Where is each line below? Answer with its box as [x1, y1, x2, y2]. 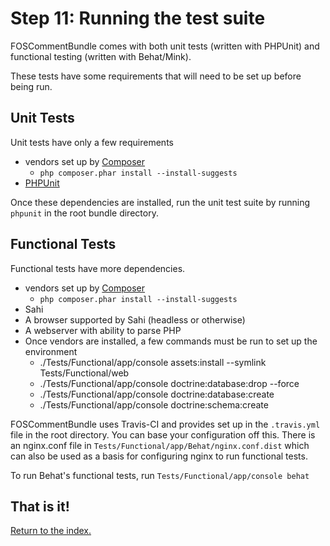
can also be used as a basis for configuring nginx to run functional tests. [10, 450, 308, 462]
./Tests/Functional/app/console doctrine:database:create [39, 388, 275, 400]
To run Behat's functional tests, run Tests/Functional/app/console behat [10, 469, 310, 481]
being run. [10, 80, 53, 92]
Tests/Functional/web [39, 367, 130, 379]
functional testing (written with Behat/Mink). [10, 50, 192, 62]
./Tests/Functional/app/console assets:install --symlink [39, 356, 267, 368]
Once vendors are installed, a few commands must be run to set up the [24, 335, 318, 347]
